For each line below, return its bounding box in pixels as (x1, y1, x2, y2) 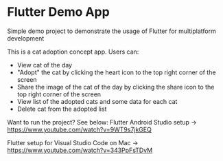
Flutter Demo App (7, 4, 110, 20)
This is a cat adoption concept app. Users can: (7, 47, 139, 56)
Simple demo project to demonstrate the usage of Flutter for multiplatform (7, 27, 216, 35)
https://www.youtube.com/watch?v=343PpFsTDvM (7, 146, 153, 154)
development (7, 34, 45, 42)
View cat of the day (16, 61, 73, 69)
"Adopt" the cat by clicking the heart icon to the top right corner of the (16, 68, 216, 76)
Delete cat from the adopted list (16, 105, 107, 113)
